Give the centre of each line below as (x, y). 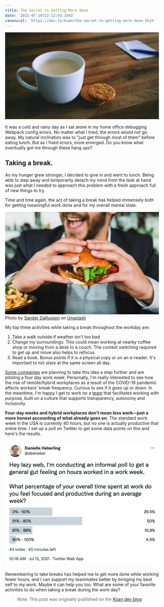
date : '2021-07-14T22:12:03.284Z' (40, 15)
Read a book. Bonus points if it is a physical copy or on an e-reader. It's (84, 358)
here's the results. (23, 434)
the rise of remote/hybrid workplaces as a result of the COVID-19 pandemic (81, 383)
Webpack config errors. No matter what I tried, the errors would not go (76, 132)
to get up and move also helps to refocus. (54, 352)
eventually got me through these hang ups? (49, 148)
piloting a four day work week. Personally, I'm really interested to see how (79, 378)
